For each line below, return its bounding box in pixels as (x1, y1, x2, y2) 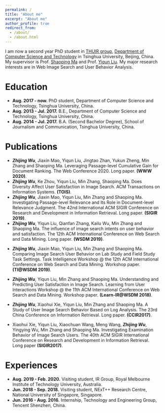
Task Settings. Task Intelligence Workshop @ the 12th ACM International (12, 256, 159, 262)
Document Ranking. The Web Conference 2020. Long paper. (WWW (12, 168, 152, 174)
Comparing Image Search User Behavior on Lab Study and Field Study (12, 251, 155, 257)
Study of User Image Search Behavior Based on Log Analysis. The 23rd (12, 306, 158, 312)
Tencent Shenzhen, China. (12, 402, 66, 408)
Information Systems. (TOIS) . (12, 188, 72, 195)
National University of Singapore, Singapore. (12, 392, 103, 398)
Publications (5, 141, 58, 152)
